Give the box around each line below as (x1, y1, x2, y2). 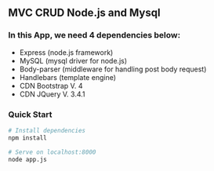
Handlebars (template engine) (19, 72, 116, 82)
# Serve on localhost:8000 (8, 148, 96, 156)
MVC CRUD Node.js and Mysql (8, 6, 161, 20)
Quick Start (8, 109, 53, 120)
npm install (8, 133, 47, 142)
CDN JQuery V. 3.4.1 (19, 89, 85, 99)
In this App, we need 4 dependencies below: (8, 30, 181, 41)
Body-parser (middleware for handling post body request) (19, 64, 207, 74)
